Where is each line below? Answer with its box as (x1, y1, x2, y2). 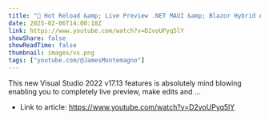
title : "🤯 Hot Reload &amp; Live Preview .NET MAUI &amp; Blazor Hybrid (8, 11, 256, 20)
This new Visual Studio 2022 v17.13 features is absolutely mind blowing (8, 78, 242, 88)
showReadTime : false (8, 42, 78, 50)
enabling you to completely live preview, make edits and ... (8, 86, 201, 96)
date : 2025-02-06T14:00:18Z (8, 19, 102, 27)
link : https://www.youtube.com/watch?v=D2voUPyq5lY (8, 26, 184, 34)
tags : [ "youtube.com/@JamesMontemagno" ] (8, 57, 146, 65)
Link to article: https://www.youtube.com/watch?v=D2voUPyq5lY (19, 102, 235, 112)
